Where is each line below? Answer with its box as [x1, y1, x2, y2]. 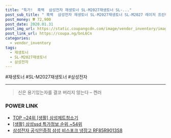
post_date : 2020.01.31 [5, 21, 53, 27]
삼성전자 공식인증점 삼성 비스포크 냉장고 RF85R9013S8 [12, 127, 123, 133]
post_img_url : [5, 26, 36, 31]
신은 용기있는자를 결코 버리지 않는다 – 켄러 [17, 89, 102, 95]
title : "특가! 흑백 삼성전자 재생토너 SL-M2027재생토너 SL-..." [5, 7, 132, 13]
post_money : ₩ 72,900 [5, 17, 51, 22]
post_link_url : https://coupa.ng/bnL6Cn [5, 31, 93, 36]
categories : [5, 36, 31, 41]
